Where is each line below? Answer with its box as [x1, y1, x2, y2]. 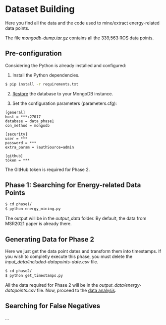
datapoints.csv [5, 287, 36, 293]
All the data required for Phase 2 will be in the [5, 282, 98, 288]
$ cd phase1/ [5, 202, 32, 207]
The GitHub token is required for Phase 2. [5, 166, 90, 172]
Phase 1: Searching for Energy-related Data [5, 181, 141, 189]
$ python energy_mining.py [5, 206, 61, 212]
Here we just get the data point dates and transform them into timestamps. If [5, 248, 162, 254]
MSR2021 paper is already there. [5, 221, 72, 227]
